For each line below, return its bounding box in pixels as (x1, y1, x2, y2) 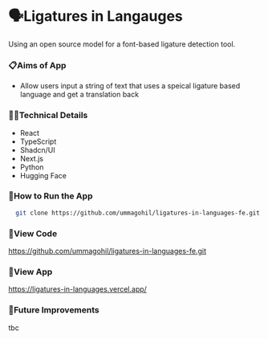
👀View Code (8, 227, 58, 239)
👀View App (8, 266, 53, 277)
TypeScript (19, 137, 57, 146)
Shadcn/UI (19, 145, 55, 154)
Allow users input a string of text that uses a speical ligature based (19, 81, 241, 91)
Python (19, 162, 44, 172)
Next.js (19, 153, 44, 163)
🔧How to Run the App (8, 190, 93, 202)
